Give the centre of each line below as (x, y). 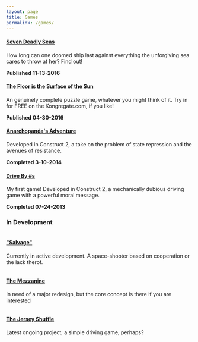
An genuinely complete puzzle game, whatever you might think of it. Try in (97, 99)
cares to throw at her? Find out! (44, 61)
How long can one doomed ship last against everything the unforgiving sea (98, 55)
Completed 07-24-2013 (36, 207)
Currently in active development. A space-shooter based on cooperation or (98, 256)
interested (19, 300)
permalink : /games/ (30, 23)
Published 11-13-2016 (33, 73)
